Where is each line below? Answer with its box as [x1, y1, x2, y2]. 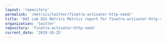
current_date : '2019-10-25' [5, 30, 63, 35]
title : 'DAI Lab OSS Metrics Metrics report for [5, 16, 107, 21]
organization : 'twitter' [5, 21, 56, 26]
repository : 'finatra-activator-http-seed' [5, 26, 96, 31]
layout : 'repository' [5, 7, 50, 12]
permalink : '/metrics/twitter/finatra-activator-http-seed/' [5, 12, 134, 17]
